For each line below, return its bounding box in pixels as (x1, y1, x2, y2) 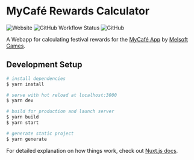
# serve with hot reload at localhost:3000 (6, 92, 117, 98)
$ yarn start (6, 120, 39, 126)
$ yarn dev (6, 97, 34, 103)
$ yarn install (6, 81, 45, 87)
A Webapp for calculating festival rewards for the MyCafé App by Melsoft (6, 35, 189, 43)
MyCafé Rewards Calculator (6, 4, 149, 18)
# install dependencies (6, 75, 66, 82)
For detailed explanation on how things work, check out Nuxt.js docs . (6, 147, 178, 154)
